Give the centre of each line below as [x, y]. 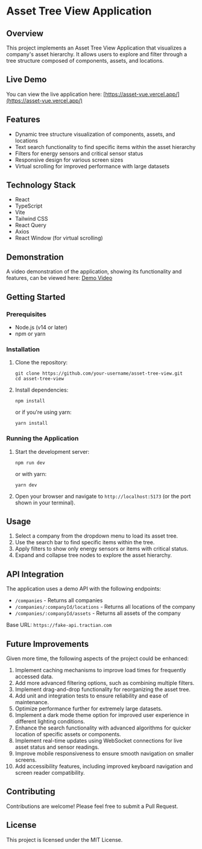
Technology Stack [41, 185]
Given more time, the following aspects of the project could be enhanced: [97, 658]
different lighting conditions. [50, 721]
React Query [30, 225]
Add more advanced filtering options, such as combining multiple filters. [105, 682]
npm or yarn [30, 334]
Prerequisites [26, 314]
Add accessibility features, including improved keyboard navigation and [104, 766]
